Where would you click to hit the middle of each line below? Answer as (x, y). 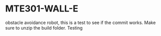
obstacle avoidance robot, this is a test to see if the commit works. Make (80, 22)
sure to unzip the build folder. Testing (44, 27)
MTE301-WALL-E (42, 9)
